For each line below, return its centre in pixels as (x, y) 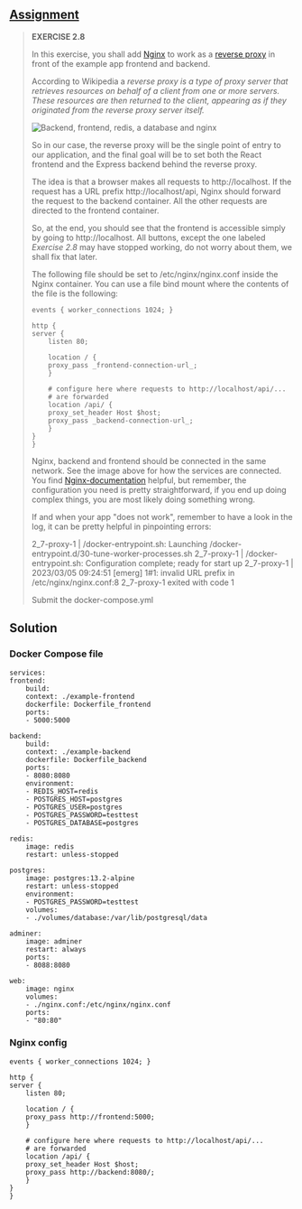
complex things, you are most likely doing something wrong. (143, 499)
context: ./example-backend (78, 752)
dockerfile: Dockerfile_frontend (88, 704)
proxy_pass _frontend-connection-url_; (123, 365)
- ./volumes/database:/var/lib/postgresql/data (116, 917)
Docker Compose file (56, 654)
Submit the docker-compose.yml (92, 600)
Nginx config (38, 1043)
